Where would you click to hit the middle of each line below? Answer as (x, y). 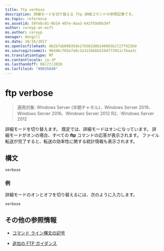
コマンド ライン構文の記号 (38, 233)
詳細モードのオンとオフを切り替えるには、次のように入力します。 (71, 195)
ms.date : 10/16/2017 (26, 42)
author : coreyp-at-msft (29, 28)
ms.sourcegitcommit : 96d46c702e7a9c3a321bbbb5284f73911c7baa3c (71, 50)
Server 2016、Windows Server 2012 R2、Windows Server (95, 113)
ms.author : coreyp (24, 32)
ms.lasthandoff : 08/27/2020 (34, 64)
